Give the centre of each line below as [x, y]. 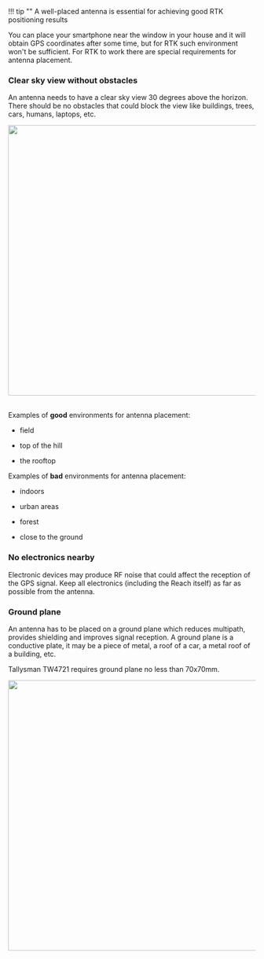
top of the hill [41, 446]
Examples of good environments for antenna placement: [99, 415]
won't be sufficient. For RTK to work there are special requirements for [123, 52]
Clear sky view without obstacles [73, 80]
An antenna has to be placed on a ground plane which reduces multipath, [127, 629]
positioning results [38, 20]
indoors [32, 492]
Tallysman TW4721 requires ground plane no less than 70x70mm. [114, 669]
